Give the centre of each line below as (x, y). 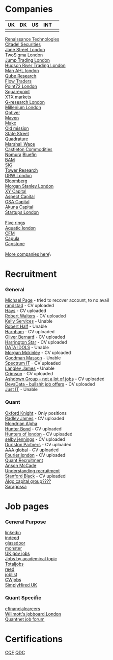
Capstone (15, 243)
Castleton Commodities (29, 149)
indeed (12, 538)
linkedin (13, 533)
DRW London (18, 175)
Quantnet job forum (25, 619)
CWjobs (13, 580)
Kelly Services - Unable (29, 321)
